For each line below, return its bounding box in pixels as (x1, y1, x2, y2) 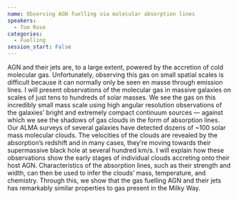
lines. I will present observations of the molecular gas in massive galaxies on (7, 86, 232, 94)
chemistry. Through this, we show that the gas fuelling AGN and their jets (7, 176, 222, 185)
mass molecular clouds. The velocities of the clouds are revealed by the (7, 131, 218, 139)
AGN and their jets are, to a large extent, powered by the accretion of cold (7, 63, 224, 71)
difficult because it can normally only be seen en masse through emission (7, 78, 224, 86)
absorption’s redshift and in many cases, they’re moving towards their (7, 139, 211, 146)
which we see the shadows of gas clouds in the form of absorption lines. (7, 116, 220, 124)
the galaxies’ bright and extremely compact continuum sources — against (7, 108, 224, 117)
